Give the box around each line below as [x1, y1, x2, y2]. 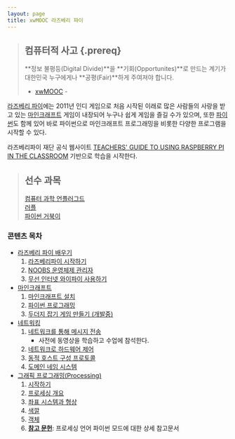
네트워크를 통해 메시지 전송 [27, 327, 102, 336]
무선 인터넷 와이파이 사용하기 [27, 275, 107, 283]
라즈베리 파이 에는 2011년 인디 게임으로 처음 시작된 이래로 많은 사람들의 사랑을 [7, 102, 219, 110]
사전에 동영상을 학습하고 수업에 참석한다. [38, 336, 149, 345]
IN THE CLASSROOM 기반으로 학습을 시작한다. [7, 152, 138, 160]
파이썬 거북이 [24, 212, 61, 221]
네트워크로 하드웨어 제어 [27, 345, 95, 353]
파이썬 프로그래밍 [27, 301, 76, 310]
